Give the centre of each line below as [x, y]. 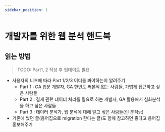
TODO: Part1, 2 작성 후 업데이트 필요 [53, 70]
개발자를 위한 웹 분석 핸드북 [58, 36]
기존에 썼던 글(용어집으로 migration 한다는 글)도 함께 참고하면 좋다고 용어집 [86, 118]
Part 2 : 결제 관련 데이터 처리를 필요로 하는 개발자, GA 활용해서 [81, 99]
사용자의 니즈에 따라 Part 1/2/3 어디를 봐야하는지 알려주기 [69, 80]
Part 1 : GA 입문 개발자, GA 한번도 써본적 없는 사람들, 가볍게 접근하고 [87, 87]
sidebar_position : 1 [26, 10]
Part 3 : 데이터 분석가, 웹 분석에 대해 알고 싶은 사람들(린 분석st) [82, 112]
